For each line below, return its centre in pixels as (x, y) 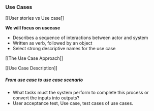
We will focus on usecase (33, 28)
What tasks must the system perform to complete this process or (81, 93)
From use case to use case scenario (44, 80)
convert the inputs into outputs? (46, 98)
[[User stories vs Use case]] (35, 18)
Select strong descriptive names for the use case (64, 49)
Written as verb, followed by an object (52, 43)
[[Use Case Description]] (31, 68)
